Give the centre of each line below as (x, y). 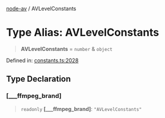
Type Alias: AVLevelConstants (82, 33)
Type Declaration (39, 79)
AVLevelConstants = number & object (66, 49)
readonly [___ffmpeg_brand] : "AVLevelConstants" (81, 109)
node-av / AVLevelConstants (41, 9)
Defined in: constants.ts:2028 (42, 60)
